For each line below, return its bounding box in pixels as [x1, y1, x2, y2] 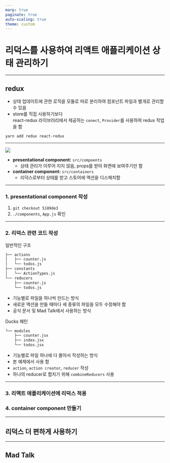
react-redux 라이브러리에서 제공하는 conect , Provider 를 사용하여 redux [12, 117, 155, 123]
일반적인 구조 [5, 242, 31, 248]
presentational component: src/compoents [12, 157, 102, 162]
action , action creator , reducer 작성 [12, 365, 89, 371]
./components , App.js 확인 [12, 211, 66, 217]
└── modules [5, 328, 30, 333]
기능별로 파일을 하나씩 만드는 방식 [12, 294, 79, 301]
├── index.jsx [14, 338, 44, 343]
